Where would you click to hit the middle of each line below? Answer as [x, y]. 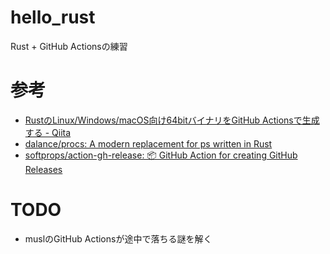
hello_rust [53, 17]
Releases [43, 169]
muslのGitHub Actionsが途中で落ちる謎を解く [118, 238]
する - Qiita [48, 132]
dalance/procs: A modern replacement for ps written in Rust [148, 143]
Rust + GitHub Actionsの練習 [69, 46]
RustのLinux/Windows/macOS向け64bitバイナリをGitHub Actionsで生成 [172, 120]
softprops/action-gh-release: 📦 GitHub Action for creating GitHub [161, 155]
